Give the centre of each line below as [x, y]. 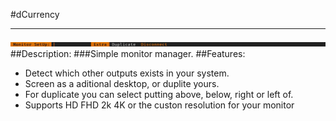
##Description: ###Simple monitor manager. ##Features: [128, 53]
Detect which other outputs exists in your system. [127, 73]
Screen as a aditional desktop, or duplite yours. [122, 83]
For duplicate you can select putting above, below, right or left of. [159, 94]
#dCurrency [35, 14]
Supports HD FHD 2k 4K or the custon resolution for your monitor [159, 105]
